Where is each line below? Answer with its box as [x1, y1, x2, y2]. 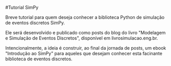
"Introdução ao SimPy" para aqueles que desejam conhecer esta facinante [5, 51, 162, 56]
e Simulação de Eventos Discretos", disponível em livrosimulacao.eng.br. [5, 35, 158, 41]
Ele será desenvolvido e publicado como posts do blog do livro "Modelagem [5, 30, 166, 35]
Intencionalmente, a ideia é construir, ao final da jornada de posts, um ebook [5, 45, 166, 51]
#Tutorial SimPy [5, 5, 39, 10]
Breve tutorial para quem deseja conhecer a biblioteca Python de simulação [5, 14, 165, 20]
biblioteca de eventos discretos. [5, 56, 72, 62]
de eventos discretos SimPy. [5, 20, 65, 26]
